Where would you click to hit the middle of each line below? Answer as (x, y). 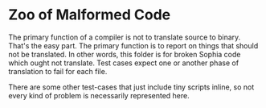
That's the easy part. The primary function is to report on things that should (133, 45)
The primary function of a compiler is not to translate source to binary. (125, 37)
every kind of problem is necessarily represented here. (99, 95)
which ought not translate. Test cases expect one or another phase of (124, 63)
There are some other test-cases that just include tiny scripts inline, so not (131, 87)
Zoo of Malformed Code (90, 15)
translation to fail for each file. (58, 71)
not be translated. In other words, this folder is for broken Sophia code (125, 54)
